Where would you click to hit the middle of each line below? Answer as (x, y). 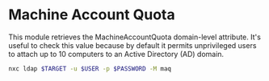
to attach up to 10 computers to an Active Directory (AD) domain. (116, 54)
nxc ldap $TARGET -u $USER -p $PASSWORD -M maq (90, 69)
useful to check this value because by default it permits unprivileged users (132, 45)
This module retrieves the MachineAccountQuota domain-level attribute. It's (134, 37)
